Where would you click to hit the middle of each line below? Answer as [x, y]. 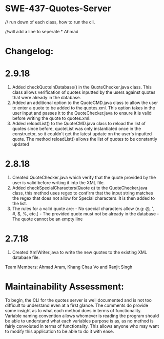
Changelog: [29, 51]
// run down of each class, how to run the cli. [50, 22]
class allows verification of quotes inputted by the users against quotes [84, 92]
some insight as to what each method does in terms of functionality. [73, 310]
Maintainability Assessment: [65, 287]
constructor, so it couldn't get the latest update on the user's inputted [82, 134]
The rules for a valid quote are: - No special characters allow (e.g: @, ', [83, 209]
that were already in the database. [47, 98]
